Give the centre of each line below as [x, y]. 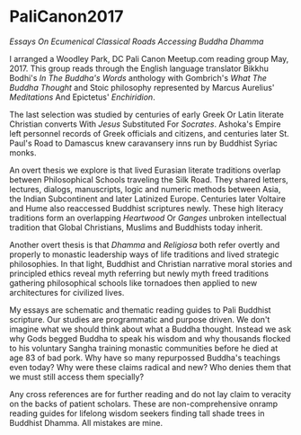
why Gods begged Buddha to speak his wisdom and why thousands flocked [150, 338]
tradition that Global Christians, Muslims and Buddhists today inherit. [136, 227]
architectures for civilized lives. [67, 292]
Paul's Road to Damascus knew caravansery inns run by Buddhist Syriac [144, 143]
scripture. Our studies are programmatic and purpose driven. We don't [140, 319]
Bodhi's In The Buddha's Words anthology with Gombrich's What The [138, 77]
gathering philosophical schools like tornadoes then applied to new [133, 283]
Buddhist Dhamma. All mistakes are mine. [86, 422]
